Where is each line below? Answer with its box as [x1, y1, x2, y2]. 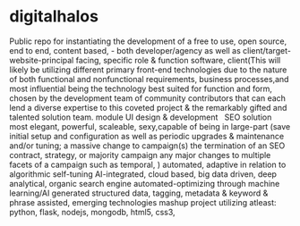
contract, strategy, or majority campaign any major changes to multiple [9, 149, 271, 160]
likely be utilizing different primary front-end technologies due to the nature [9, 64, 287, 75]
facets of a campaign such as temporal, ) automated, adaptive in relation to [9, 159, 287, 170]
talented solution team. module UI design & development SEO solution [9, 112, 272, 122]
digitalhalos [9, 6, 99, 27]
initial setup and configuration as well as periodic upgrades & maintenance [9, 130, 285, 141]
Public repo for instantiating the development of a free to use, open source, [9, 36, 287, 46]
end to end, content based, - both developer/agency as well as [9, 45, 242, 55]
